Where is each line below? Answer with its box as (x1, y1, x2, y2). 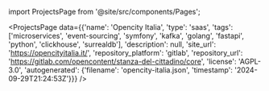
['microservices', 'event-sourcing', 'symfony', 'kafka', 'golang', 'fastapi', (8, 31, 244, 40)
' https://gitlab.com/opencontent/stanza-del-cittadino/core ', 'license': (8, 56, 237, 66)
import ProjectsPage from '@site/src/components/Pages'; (8, 7, 201, 16)
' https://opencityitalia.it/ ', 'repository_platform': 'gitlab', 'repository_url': (8, 48, 243, 57)
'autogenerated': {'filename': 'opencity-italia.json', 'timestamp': (23, 65, 234, 75)
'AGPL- (238, 56, 262, 66)
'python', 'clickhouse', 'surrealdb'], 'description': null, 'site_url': (8, 39, 216, 49)
